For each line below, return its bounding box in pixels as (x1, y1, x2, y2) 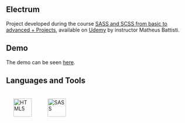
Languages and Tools (6, 76, 86, 86)
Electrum (6, 5, 40, 15)
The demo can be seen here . (6, 58, 76, 66)
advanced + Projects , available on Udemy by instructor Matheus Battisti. (6, 26, 180, 33)
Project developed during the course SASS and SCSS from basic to (6, 20, 167, 27)
